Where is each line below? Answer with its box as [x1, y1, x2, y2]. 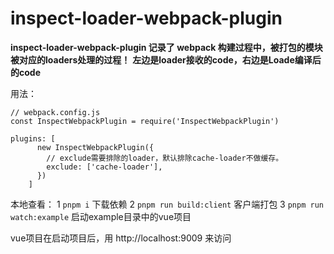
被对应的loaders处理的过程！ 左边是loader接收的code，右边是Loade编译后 [10, 53, 322, 66]
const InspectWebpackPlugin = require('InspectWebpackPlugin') [10, 116, 280, 126]
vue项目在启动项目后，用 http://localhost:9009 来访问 [10, 232, 232, 244]
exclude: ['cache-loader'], [46, 162, 163, 172]
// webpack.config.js [10, 107, 101, 117]
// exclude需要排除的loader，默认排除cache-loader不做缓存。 [46, 153, 284, 163]
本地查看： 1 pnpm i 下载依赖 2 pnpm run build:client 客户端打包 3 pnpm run [10, 198, 324, 210]
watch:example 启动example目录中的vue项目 [10, 210, 192, 222]
